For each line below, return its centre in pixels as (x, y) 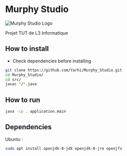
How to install (27, 49)
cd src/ (13, 80)
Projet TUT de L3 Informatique (37, 33)
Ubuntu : (14, 139)
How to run (23, 100)
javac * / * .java (21, 84)
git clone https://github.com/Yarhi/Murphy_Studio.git (64, 70)
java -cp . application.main (36, 112)
